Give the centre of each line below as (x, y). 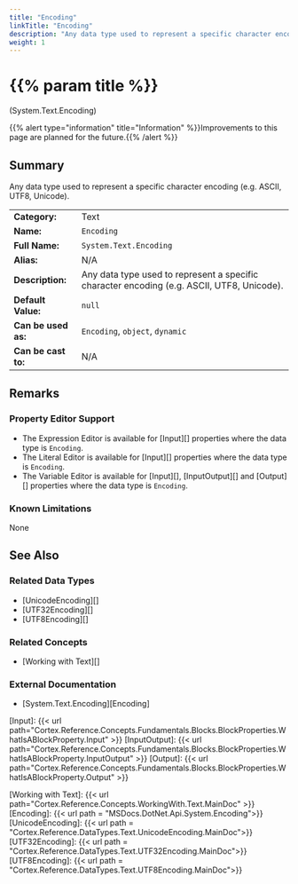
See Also (34, 556)
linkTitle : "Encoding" (51, 26)
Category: (35, 217)
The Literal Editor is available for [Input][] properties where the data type (154, 457)
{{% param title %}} (84, 86)
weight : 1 (27, 42)
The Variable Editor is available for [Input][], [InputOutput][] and (138, 476)
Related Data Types (52, 580)
